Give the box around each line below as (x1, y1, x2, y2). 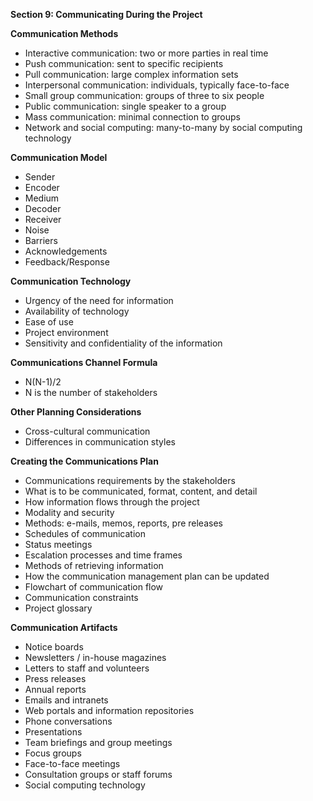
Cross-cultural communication (24, 425, 151, 437)
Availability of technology (24, 305, 130, 317)
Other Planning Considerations (10, 406, 142, 418)
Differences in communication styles (24, 436, 176, 448)
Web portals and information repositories (24, 705, 195, 716)
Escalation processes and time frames (24, 549, 183, 561)
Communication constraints (24, 592, 139, 603)
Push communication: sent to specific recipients (24, 58, 224, 69)
